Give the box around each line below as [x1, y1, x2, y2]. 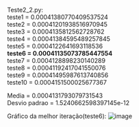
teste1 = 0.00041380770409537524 [7, 13, 108, 21]
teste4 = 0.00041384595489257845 [7, 35, 111, 43]
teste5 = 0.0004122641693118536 [7, 42, 103, 50]
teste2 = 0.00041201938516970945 [7, 20, 108, 28]
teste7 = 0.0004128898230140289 [7, 57, 106, 64]
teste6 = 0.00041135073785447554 [7, 49, 113, 57]
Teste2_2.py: [7, 6, 43, 14]
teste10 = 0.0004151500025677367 [7, 79, 108, 86]
